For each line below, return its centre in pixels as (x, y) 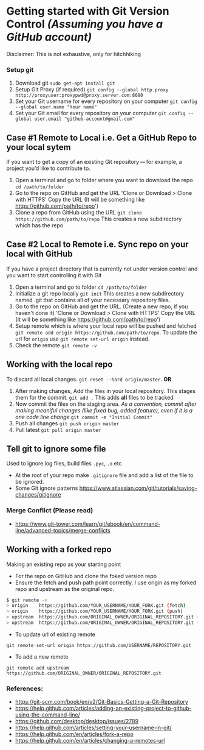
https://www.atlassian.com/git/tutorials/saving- (138, 488)
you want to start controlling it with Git (54, 275)
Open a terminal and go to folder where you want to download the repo (104, 180)
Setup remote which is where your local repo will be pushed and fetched (106, 326)
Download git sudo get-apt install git (65, 83)
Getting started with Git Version (88, 11)
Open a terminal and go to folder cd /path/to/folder (81, 287)
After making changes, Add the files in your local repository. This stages (105, 391)
